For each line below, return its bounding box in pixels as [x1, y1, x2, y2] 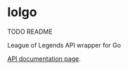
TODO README [7, 27, 53, 36]
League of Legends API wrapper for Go [7, 41, 122, 49]
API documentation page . [7, 54, 81, 63]
